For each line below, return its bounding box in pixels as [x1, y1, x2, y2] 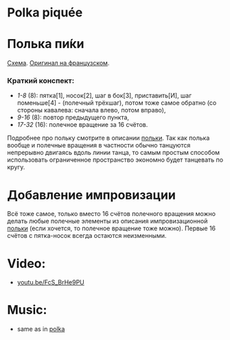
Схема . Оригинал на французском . [7, 59, 110, 67]
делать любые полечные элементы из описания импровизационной [7, 217, 208, 226]
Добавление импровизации [7, 187, 176, 203]
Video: [7, 256, 46, 271]
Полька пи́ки [7, 36, 84, 52]
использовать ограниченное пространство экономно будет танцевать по [7, 156, 224, 164]
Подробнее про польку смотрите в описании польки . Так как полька [7, 134, 210, 142]
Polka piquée [7, 5, 83, 21]
